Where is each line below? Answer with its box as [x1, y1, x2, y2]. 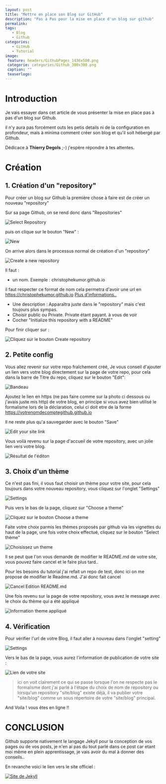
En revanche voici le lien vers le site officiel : [5, 764, 96, 770]
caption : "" [7, 67, 32, 72]
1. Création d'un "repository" [5, 181, 97, 190]
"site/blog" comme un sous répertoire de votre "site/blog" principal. [17, 695, 156, 701]
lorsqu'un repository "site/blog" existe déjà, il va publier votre [17, 690, 143, 696]
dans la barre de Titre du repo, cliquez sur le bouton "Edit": [5, 374, 126, 380]
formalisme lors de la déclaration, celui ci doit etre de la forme [5, 404, 132, 410]
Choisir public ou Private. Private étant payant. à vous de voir [12, 312, 137, 318]
